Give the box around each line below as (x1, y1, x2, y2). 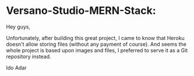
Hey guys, (6, 23, 31, 30)
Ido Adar (6, 64, 27, 71)
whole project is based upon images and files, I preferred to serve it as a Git (6, 46, 188, 53)
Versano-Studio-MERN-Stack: (6, 4, 156, 17)
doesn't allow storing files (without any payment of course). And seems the (6, 41, 186, 48)
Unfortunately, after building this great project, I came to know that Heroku (6, 34, 185, 41)
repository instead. (6, 53, 51, 60)
